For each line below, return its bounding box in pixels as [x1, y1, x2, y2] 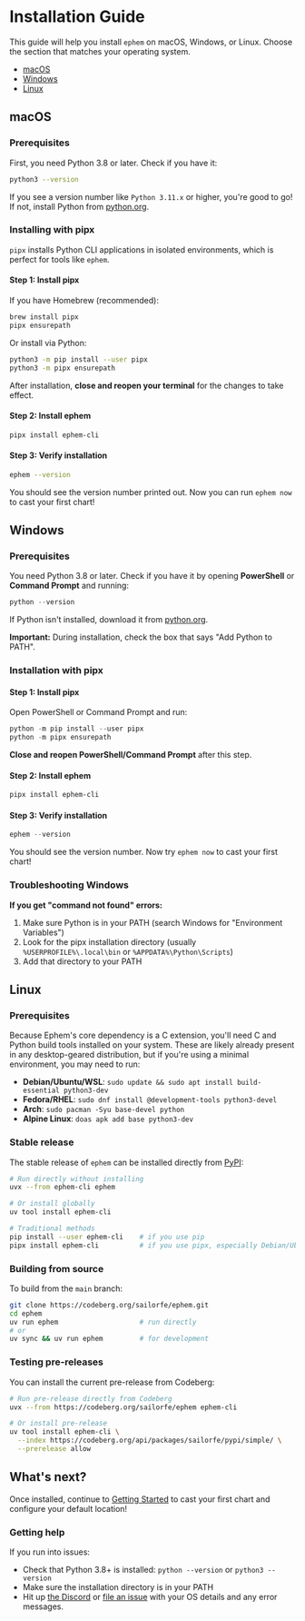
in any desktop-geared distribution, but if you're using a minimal [9, 1049, 250, 1060]
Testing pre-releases [9, 1356, 104, 1368]
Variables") [22, 927, 65, 938]
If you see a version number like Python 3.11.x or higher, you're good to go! [9, 191, 293, 202]
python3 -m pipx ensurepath [9, 363, 116, 373]
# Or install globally [9, 1199, 95, 1208]
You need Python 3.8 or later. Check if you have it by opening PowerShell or [9, 571, 295, 582]
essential [22, 1086, 61, 1096]
